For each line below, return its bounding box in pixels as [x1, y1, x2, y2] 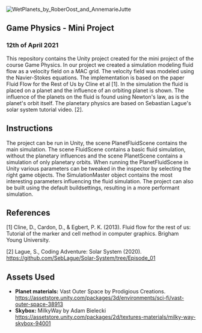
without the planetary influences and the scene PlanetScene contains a [6, 152, 183, 159]
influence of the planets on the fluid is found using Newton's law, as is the [6, 93, 189, 100]
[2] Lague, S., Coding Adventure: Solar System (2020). [6, 248, 142, 255]
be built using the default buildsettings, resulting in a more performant [6, 184, 180, 191]
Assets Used [6, 272, 55, 282]
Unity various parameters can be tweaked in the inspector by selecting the [6, 165, 191, 172]
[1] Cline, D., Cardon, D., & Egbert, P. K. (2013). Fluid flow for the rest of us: [6, 224, 191, 231]
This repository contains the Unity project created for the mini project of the [6, 55, 194, 62]
